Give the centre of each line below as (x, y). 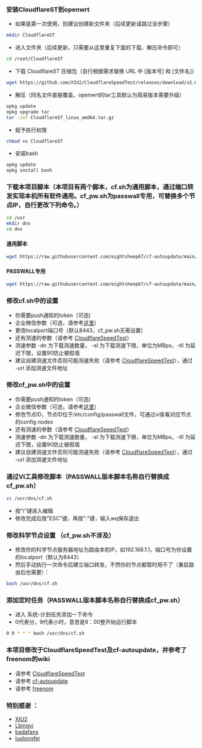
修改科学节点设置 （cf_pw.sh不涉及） (61, 535)
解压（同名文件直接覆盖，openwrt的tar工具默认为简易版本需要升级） (100, 95)
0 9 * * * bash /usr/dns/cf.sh (45, 633)
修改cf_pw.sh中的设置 (38, 385)
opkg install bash (29, 171)
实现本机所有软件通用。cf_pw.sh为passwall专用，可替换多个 (101, 196)
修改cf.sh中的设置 (32, 301)
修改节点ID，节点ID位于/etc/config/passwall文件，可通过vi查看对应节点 (103, 414)
